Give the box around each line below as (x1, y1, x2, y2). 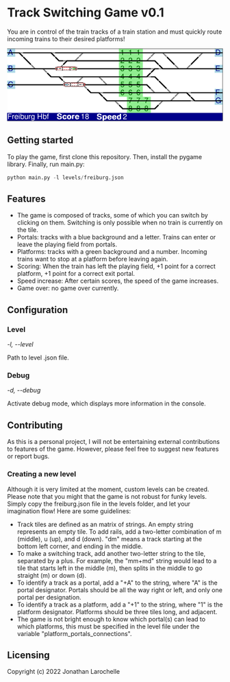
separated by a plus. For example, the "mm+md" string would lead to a (16, 556, 217, 565)
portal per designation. (16, 593, 81, 601)
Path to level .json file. (7, 353, 70, 362)
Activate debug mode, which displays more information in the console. (7, 399, 207, 408)
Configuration (7, 304, 68, 316)
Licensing (7, 649, 50, 661)
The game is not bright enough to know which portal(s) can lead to (16, 615, 206, 623)
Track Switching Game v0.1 (7, 5, 164, 21)
